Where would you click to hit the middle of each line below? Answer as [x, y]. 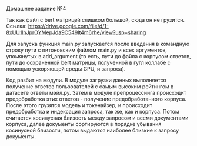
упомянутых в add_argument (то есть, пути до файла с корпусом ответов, [98, 56]
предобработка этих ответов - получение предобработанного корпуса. [96, 99]
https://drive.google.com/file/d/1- [69, 26]
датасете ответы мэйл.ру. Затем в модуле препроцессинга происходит [96, 93]
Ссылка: [17, 26]
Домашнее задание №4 [36, 9]
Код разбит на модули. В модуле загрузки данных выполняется [86, 80]
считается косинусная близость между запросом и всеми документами [97, 118]
